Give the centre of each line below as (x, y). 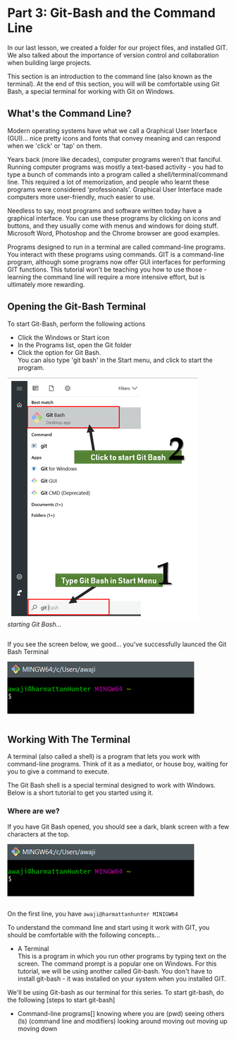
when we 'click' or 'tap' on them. (55, 146)
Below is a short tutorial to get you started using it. (80, 793)
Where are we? (33, 811)
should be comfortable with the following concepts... (84, 935)
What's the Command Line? (69, 113)
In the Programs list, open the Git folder (75, 345)
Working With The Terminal (69, 739)
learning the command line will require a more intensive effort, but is (106, 276)
